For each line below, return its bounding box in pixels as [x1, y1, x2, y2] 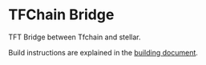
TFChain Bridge [8, 6, 115, 24]
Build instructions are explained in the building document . [8, 47, 199, 57]
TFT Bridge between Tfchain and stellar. [8, 32, 142, 42]
